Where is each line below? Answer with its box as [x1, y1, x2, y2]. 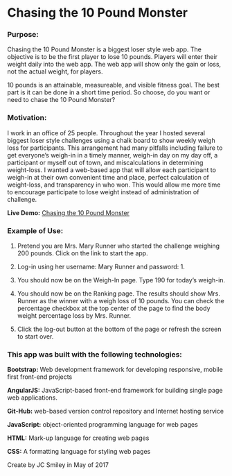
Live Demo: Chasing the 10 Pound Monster [7, 208, 130, 216]
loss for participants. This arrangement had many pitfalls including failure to [7, 144, 223, 152]
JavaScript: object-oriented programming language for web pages [7, 420, 199, 429]
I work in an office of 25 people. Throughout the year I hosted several [7, 128, 206, 137]
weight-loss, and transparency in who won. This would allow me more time [7, 180, 221, 189]
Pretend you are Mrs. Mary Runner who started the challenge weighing [17, 241, 220, 250]
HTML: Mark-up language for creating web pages [7, 434, 150, 442]
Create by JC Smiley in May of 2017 [7, 461, 109, 469]
